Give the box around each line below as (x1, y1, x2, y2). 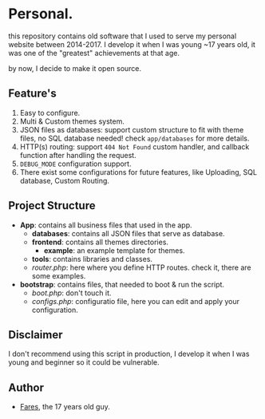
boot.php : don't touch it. (31, 288, 112, 298)
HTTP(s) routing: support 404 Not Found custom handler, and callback (19, 141, 250, 152)
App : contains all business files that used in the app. (19, 220, 193, 230)
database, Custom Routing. (19, 176, 110, 185)
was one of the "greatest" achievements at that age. (8, 48, 180, 57)
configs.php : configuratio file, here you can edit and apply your (31, 296, 240, 306)
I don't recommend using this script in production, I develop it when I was (8, 349, 250, 359)
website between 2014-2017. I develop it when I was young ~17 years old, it (8, 39, 255, 49)
